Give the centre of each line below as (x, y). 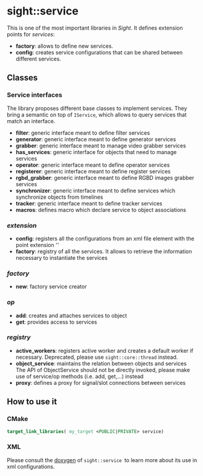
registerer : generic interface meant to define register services (93, 171)
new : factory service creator (51, 287)
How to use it (32, 402)
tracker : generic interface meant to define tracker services (89, 203)
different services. (38, 59)
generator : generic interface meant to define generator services (96, 139)
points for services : (31, 34)
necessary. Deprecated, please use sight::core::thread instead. (97, 357)
